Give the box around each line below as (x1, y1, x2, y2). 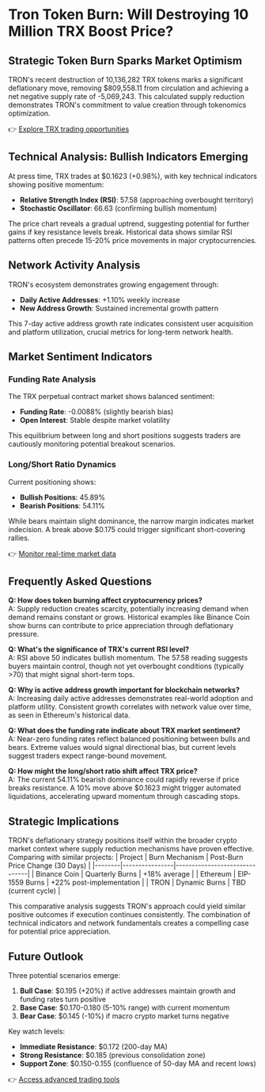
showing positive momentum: (8, 180, 104, 189)
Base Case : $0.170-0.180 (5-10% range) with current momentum (19, 1003, 230, 1013)
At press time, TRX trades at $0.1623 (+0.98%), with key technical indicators (8, 171, 257, 181)
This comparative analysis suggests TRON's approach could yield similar (8, 901, 246, 911)
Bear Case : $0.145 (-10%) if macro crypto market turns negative (19, 1011, 229, 1021)
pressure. (8, 630, 40, 639)
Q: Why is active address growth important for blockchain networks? (8, 685, 240, 694)
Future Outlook (8, 949, 84, 963)
